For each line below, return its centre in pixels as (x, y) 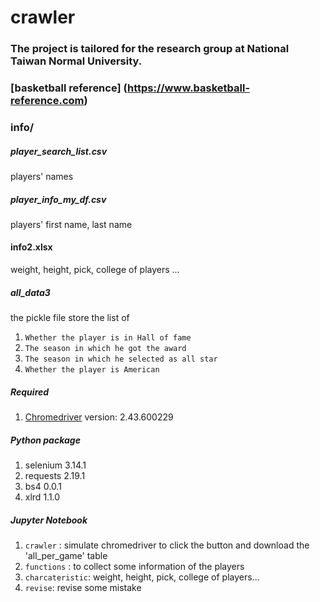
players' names (42, 176)
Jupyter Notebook (49, 520)
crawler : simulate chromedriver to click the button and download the (167, 545)
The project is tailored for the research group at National (150, 49)
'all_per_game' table (66, 555)
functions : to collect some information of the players (134, 566)
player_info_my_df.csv (58, 199)
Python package (45, 440)
